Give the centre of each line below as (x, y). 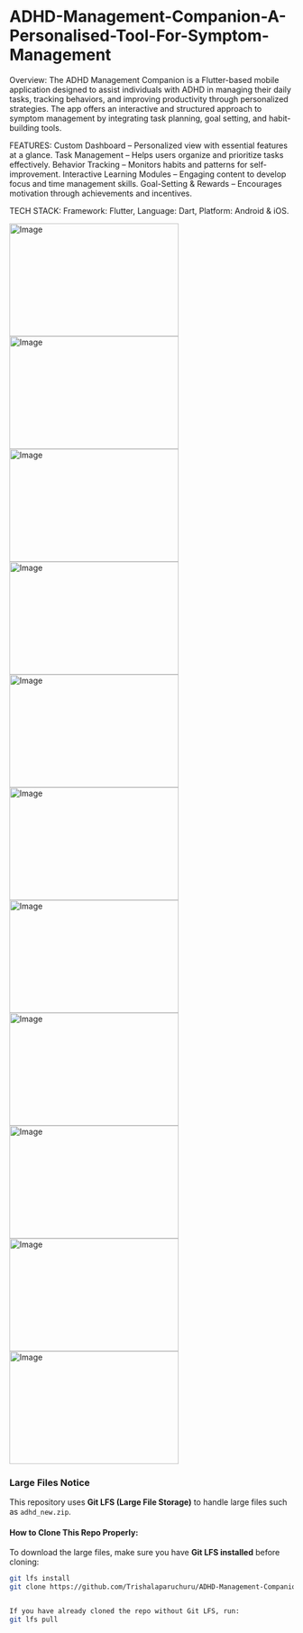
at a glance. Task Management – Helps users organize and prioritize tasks (147, 154)
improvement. (35, 174)
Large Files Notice (50, 1482)
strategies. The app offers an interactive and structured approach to (136, 108)
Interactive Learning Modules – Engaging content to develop (174, 174)
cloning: (24, 1562)
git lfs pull (34, 1620)
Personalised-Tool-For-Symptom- (139, 36)
